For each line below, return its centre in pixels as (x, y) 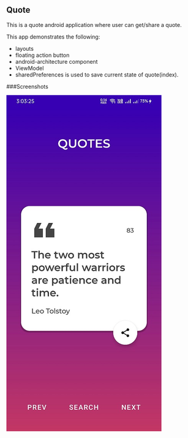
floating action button (42, 55)
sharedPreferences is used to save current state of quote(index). (97, 74)
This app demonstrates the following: (53, 37)
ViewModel (29, 68)
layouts (24, 48)
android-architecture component (56, 61)
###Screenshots (28, 86)
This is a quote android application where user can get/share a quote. (94, 25)
